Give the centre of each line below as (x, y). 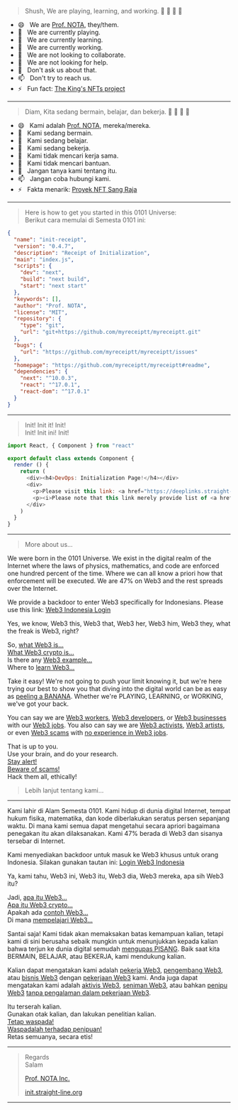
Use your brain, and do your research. (63, 754)
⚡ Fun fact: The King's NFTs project (71, 88)
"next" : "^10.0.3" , (49, 379)
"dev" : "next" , (42, 273)
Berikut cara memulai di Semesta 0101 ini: (85, 220)
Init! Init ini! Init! (47, 432)
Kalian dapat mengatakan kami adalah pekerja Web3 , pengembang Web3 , (115, 970)
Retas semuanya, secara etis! (50, 1037)
